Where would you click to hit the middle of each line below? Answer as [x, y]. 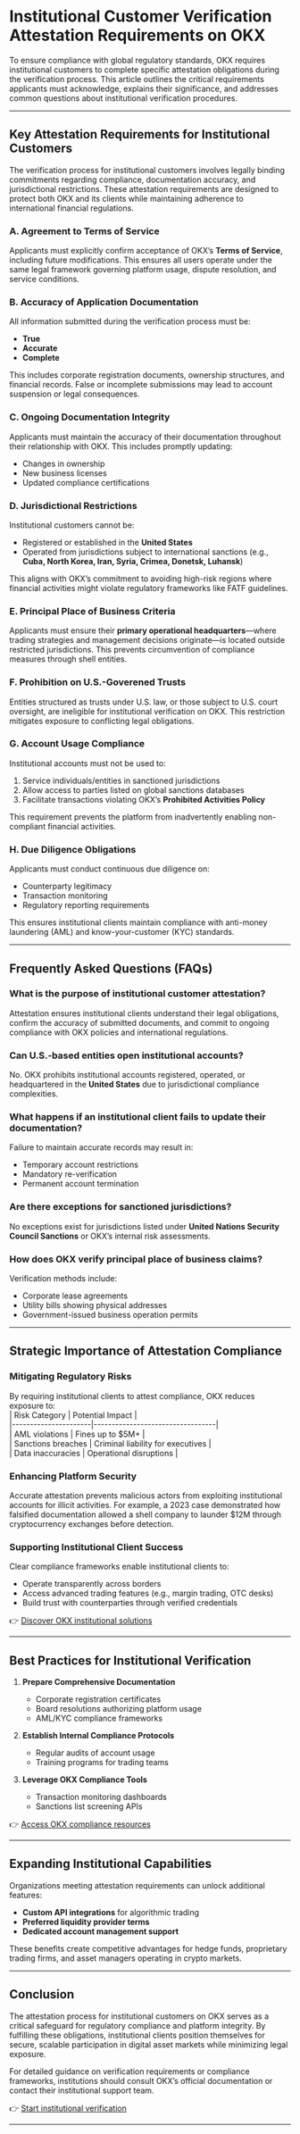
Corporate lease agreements [75, 1296]
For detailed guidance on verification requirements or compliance [129, 2071]
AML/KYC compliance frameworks [99, 1718]
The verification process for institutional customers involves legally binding [147, 170]
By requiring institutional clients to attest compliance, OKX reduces [132, 1396]
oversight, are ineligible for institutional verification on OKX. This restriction [147, 711]
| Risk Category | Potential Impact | [73, 1415]
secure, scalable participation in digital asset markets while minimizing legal [149, 2044]
